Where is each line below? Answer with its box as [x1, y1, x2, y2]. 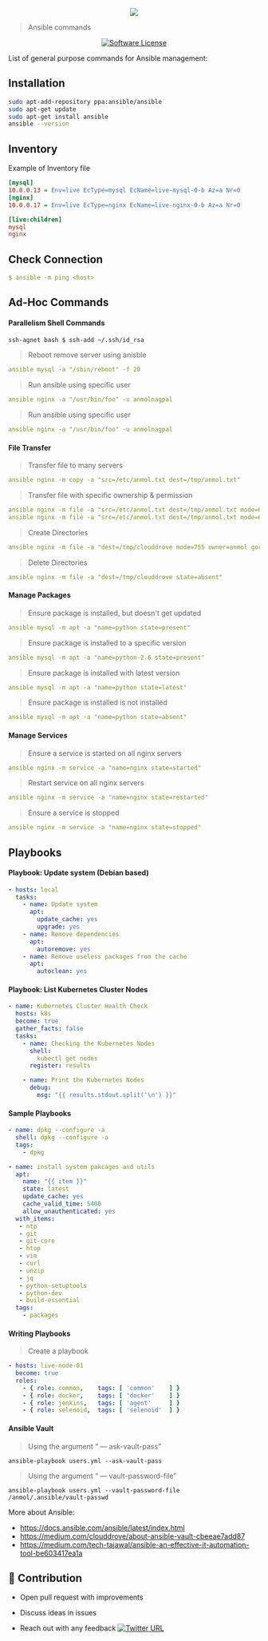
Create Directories [27, 527, 89, 537]
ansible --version [8, 120, 69, 128]
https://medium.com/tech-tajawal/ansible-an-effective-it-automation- [19, 1540, 250, 1549]
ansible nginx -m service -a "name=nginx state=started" [8, 764, 202, 772]
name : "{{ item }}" [22, 1178, 88, 1186]
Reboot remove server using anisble [27, 350, 147, 360]
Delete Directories [27, 558, 88, 567]
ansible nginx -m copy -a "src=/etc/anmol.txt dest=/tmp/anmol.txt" [8, 476, 241, 484]
